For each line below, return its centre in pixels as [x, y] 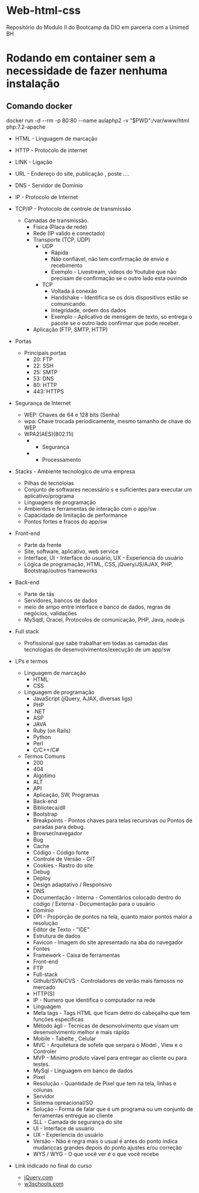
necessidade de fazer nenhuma [87, 71]
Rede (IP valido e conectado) [69, 233]
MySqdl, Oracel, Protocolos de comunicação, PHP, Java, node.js [104, 619]
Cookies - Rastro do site [63, 865]
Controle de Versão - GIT [64, 859]
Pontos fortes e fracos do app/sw [65, 521]
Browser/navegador [58, 833]
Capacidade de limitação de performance [76, 515]
